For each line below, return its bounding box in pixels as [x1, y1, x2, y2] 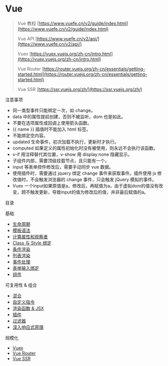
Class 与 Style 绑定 [12, 240, 52, 246]
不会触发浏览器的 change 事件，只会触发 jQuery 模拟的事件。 [30, 176, 157, 182]
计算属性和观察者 [12, 233, 48, 239]
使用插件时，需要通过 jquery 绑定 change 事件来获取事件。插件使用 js [12, 170, 156, 176]
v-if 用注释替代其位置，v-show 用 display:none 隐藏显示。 [12, 151, 132, 157]
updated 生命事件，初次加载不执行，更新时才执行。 [12, 139, 119, 145]
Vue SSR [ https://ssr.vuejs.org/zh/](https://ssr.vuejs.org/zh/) [17, 86, 143, 92]
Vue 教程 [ [17, 20, 39, 26]
